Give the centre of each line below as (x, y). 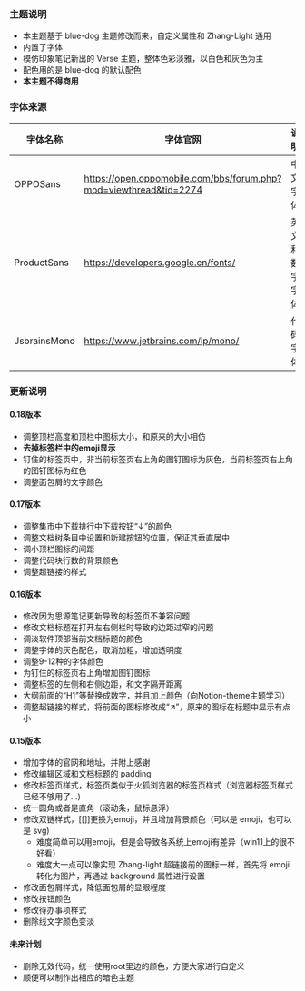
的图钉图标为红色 (54, 471)
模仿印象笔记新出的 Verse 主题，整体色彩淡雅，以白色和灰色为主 (143, 59)
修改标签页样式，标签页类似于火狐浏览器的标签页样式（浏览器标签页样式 (157, 785)
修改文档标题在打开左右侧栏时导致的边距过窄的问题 (118, 628)
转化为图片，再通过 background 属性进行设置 (121, 876)
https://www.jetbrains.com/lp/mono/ (162, 341)
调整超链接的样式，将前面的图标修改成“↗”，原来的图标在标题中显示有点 (156, 707)
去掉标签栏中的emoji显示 (69, 448)
